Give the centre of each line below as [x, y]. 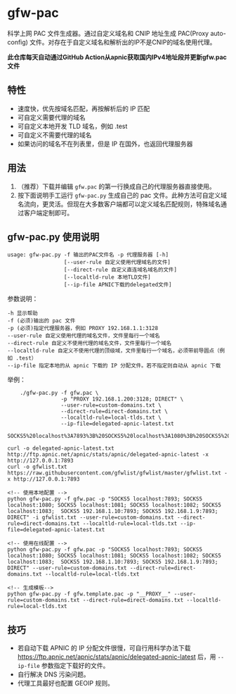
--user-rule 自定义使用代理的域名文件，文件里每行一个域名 [84, 336]
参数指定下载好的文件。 [75, 666]
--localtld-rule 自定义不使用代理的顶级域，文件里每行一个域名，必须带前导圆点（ [113, 351]
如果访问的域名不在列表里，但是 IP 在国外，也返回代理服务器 [105, 144]
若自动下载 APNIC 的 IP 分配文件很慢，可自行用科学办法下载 [104, 648]
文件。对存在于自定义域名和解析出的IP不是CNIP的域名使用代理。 [123, 42]
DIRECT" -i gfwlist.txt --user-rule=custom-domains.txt [91, 518]
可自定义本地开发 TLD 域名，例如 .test [72, 126]
